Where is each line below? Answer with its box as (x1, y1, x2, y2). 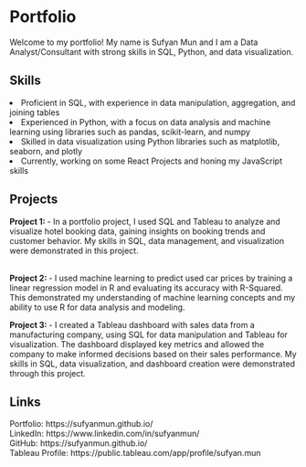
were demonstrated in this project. (9, 245, 139, 256)
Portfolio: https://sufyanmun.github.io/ (9, 419, 153, 430)
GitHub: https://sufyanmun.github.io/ (9, 438, 148, 449)
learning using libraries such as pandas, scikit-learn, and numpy (9, 126, 251, 137)
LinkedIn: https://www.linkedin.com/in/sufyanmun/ (9, 428, 200, 440)
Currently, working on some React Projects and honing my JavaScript (21, 155, 283, 166)
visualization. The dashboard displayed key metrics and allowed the (9, 338, 265, 349)
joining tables (9, 107, 60, 118)
